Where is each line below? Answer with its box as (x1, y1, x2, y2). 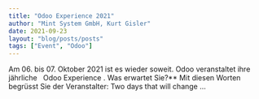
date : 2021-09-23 (8, 27, 68, 35)
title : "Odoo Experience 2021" (8, 11, 115, 20)
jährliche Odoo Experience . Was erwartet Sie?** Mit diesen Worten (8, 73, 241, 83)
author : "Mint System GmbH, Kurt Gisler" (8, 19, 151, 28)
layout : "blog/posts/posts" (8, 34, 104, 43)
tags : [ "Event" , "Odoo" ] (8, 42, 93, 50)
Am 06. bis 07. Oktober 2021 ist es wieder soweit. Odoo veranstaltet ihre (8, 64, 251, 74)
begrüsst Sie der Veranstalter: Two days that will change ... (8, 82, 206, 92)
